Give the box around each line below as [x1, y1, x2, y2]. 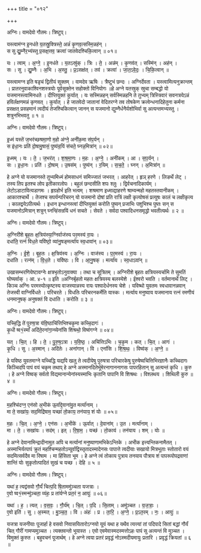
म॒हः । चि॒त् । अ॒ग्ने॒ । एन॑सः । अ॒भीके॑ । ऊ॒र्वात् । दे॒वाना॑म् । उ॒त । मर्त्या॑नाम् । [7, 420, 153, 427]
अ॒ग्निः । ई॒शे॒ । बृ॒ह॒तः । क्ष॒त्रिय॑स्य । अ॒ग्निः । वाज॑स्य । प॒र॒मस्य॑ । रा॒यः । [7, 250, 142, 257]
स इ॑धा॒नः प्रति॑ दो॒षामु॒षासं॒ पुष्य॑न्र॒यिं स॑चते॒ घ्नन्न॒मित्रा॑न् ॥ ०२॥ [7, 143, 113, 149]
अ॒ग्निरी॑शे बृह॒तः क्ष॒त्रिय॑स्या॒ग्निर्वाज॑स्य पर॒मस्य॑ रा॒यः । [7, 231, 99, 238]
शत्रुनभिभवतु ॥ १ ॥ [7, 112, 44, 119]
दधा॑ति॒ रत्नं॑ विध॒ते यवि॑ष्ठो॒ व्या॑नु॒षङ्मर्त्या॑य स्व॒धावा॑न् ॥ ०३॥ [7, 238, 112, 245]
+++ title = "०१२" [7, 5, 48, 12]
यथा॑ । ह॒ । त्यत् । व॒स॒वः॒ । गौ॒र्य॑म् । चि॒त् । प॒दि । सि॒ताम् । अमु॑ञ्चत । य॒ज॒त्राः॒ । [7, 502, 159, 509]
